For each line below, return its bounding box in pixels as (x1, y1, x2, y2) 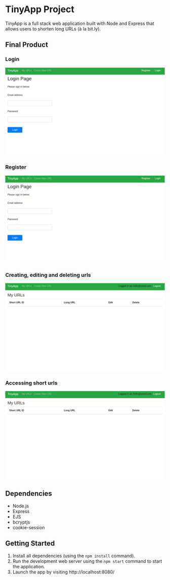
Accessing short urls (5, 379, 58, 386)
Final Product (5, 41, 48, 49)
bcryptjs (12, 519, 30, 525)
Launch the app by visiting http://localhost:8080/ (12, 569, 115, 575)
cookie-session (12, 524, 45, 530)
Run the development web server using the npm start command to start (12, 558, 162, 564)
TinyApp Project (5, 4, 75, 15)
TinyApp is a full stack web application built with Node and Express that (5, 20, 154, 26)
